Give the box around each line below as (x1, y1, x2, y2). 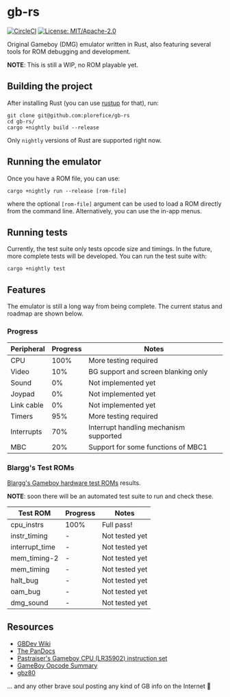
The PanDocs (16, 646, 56, 655)
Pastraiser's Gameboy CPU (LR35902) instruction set (16, 654, 168, 662)
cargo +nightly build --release (7, 124, 99, 131)
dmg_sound (10, 598, 49, 607)
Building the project (7, 80, 93, 93)
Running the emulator (7, 156, 101, 168)
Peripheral (10, 344, 46, 354)
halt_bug (10, 576, 39, 585)
